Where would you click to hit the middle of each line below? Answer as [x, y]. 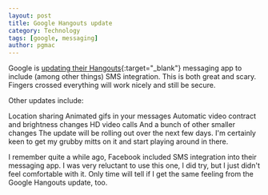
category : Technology [44, 30]
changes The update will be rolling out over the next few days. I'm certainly [132, 133]
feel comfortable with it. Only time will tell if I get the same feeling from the [131, 174]
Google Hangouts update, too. [58, 183]
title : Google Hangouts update [60, 23]
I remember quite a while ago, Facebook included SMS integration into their [133, 157]
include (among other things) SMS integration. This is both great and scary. [132, 77]
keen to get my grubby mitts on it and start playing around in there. [118, 141]
